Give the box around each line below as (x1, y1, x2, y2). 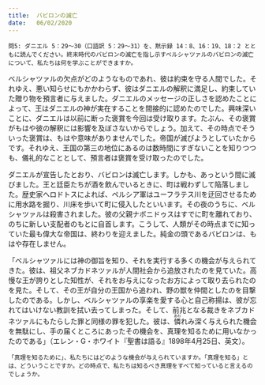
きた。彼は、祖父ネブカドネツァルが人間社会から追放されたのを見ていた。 (8, 266, 250, 275)
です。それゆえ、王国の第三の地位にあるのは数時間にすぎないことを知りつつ (8, 143, 256, 153)
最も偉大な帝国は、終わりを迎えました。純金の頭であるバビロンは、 (28, 228, 250, 238)
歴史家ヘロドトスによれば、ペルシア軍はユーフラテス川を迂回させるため (21, 189, 257, 198)
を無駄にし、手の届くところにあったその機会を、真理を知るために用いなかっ (8, 326, 257, 336)
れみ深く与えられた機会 (181, 316, 257, 326)
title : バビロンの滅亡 (8, 11, 78, 20)
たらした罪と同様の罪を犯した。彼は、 (49, 316, 174, 326)
